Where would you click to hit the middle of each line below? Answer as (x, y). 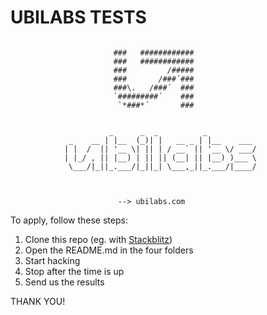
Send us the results (64, 282)
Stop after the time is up (74, 271)
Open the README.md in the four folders (109, 250)
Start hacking (52, 260)
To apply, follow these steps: (69, 220)
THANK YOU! (38, 301)
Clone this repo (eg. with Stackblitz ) (98, 239)
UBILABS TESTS (78, 17)
